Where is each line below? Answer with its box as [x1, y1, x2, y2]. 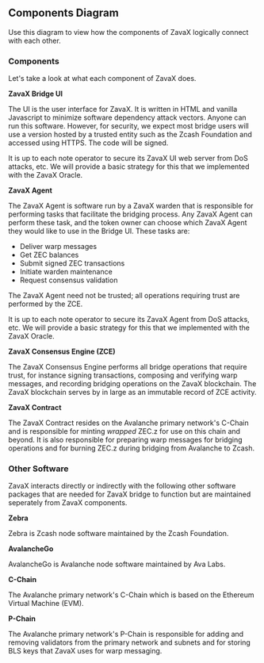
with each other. [8, 36, 61, 45]
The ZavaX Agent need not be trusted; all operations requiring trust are [8, 291, 240, 301]
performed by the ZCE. [8, 299, 83, 309]
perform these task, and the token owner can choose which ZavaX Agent [8, 218, 247, 228]
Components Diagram [8, 6, 119, 20]
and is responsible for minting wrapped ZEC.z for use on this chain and [8, 427, 240, 436]
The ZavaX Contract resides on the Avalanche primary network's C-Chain [8, 418, 250, 427]
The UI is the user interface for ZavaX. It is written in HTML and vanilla [8, 105, 238, 114]
